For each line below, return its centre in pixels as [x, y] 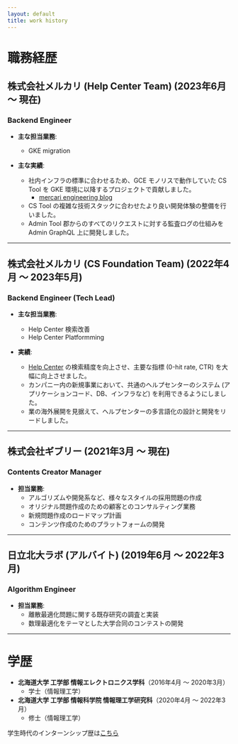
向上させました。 [66, 376]
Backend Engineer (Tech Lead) [61, 298]
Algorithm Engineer [42, 589]
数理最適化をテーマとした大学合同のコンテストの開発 [106, 623]
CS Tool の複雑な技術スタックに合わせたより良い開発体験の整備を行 [127, 206]
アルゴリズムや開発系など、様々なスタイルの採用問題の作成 [115, 497]
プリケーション [50, 394]
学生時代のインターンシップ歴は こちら [63, 733]
